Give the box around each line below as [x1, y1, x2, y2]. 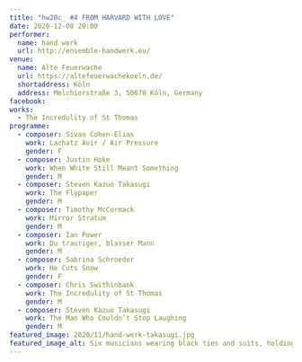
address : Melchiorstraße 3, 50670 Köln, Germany [17, 88, 203, 97]
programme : [9, 122, 50, 131]
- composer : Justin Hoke [17, 155, 111, 164]
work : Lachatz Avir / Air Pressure [25, 138, 159, 147]
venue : [9, 55, 34, 64]
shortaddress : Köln [17, 80, 91, 89]
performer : [9, 30, 50, 39]
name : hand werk [17, 38, 78, 48]
